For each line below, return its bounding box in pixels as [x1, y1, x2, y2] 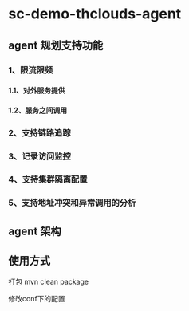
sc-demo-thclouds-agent [8, 5, 182, 23]
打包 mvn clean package [8, 277, 89, 286]
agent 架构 [8, 224, 61, 238]
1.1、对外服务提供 [8, 85, 65, 96]
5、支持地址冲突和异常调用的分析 [8, 197, 136, 208]
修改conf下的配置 [8, 293, 65, 303]
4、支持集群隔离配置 [8, 174, 88, 185]
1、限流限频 [8, 65, 53, 76]
